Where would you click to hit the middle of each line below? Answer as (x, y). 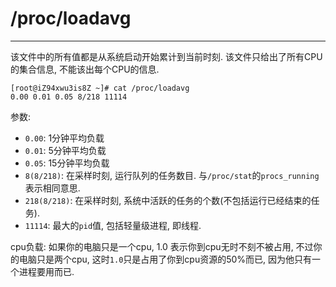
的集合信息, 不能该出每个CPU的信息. (85, 69)
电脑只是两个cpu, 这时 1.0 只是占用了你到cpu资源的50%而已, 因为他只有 (165, 259)
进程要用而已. (46, 271)
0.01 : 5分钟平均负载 (65, 150)
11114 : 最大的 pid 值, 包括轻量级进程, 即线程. (113, 225)
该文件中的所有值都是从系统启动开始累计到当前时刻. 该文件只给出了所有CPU (166, 56)
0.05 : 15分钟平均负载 (67, 163)
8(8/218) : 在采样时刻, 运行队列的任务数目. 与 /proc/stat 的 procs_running (172, 175)
